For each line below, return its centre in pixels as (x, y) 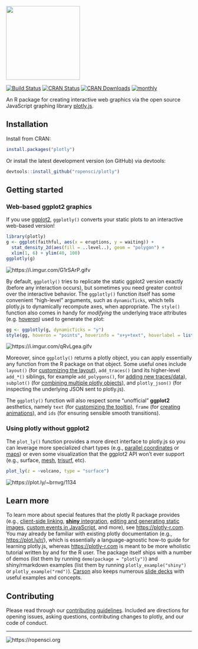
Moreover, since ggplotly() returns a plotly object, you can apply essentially (99, 358)
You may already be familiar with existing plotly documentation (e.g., (89, 534)
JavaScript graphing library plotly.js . (50, 106)
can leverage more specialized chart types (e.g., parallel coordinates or (93, 447)
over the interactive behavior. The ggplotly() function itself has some (91, 294)
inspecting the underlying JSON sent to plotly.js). (66, 389)
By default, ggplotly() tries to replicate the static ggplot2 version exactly (95, 281)
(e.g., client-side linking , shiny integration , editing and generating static (93, 521)
